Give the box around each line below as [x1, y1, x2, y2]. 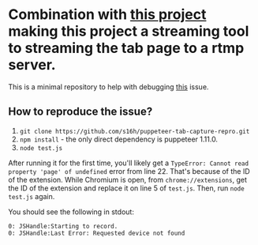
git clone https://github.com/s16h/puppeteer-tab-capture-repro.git [19, 127, 250, 135]
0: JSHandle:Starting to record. [8, 222, 118, 230]
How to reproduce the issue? [8, 105, 153, 119]
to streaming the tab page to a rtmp [8, 40, 245, 57]
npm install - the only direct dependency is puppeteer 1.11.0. [19, 134, 219, 144]
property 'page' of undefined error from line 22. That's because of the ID [8, 166, 250, 175]
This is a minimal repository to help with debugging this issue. [8, 81, 209, 92]
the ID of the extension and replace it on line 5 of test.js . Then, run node [8, 183, 245, 193]
